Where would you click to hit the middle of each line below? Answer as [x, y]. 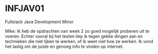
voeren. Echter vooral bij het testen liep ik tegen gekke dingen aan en [74, 36]
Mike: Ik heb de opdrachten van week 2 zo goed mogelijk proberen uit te [77, 31]
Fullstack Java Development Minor [39, 22]
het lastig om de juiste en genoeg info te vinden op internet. [65, 46]
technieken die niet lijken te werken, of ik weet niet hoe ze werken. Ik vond [79, 41]
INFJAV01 [25, 8]
